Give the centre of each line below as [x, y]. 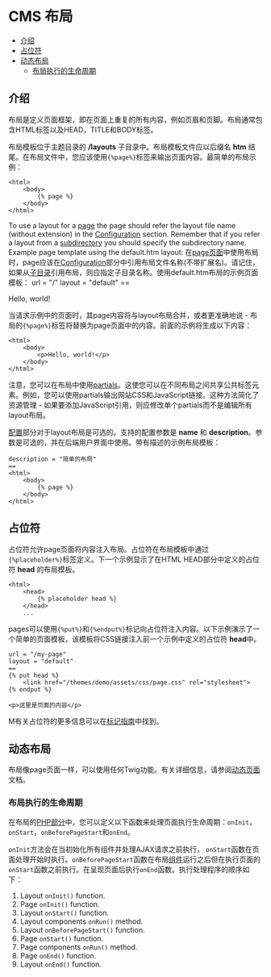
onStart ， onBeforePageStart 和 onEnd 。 [71, 832]
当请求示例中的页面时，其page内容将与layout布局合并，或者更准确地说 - [128, 315]
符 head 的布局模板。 [44, 569]
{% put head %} [34, 675]
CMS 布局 [41, 17]
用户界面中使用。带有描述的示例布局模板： [149, 442]
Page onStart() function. [62, 938]
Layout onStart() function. [64, 912]
